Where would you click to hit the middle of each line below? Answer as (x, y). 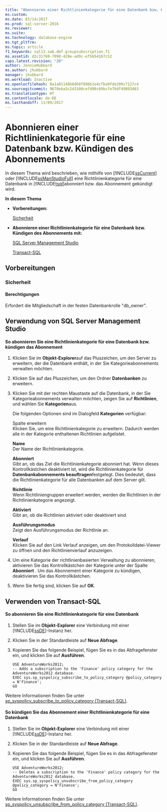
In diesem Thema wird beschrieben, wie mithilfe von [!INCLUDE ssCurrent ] (81, 173)
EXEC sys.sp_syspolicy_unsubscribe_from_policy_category (73, 781)
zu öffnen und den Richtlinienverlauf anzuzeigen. (63, 551)
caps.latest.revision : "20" (34, 61)
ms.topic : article (24, 47)
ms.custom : (16, 14)
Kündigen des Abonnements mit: (47, 233)
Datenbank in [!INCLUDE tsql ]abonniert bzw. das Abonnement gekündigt (79, 184)
